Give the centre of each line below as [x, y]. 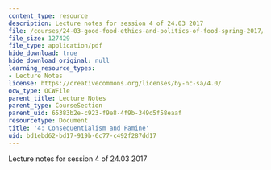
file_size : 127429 [39, 38]
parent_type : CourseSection [56, 106]
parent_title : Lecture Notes [57, 98]
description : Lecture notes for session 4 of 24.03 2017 [106, 23]
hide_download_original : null [59, 61]
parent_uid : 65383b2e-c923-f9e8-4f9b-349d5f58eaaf [95, 114]
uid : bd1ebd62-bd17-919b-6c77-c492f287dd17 [83, 135]
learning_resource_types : [52, 68]
